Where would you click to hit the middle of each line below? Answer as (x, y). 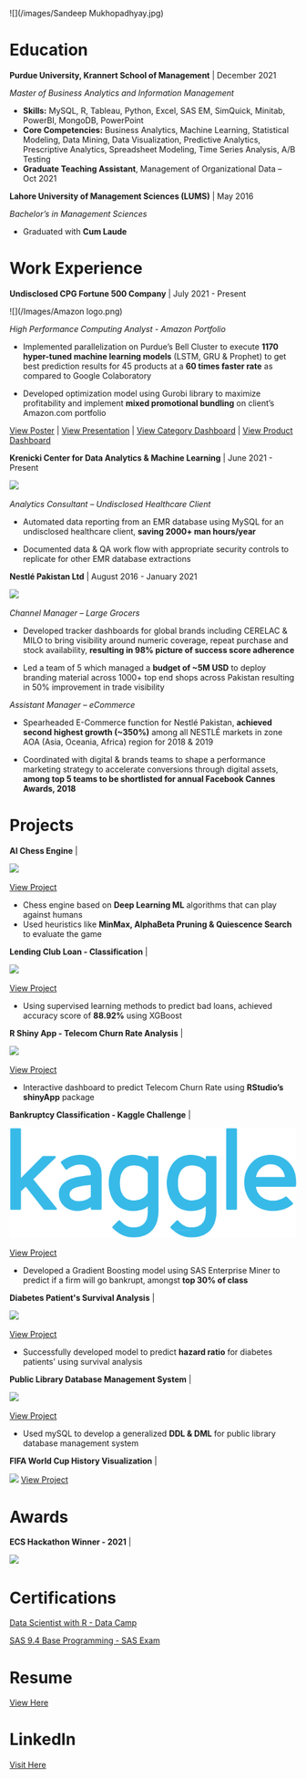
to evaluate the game (62, 933)
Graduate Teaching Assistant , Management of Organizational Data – (152, 169)
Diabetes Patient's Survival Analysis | (82, 1298)
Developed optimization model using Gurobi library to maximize (142, 393)
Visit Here (28, 1765)
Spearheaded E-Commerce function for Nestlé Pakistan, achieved (148, 722)
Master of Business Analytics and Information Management (122, 93)
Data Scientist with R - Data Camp (73, 1623)
